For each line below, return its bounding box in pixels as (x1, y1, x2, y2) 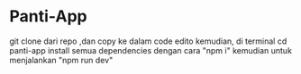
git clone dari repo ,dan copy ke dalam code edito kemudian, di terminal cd (9, 36, 287, 46)
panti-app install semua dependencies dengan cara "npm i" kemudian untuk (9, 45, 293, 55)
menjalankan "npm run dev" (9, 54, 114, 65)
